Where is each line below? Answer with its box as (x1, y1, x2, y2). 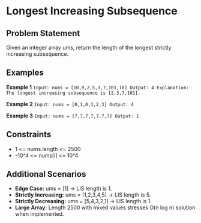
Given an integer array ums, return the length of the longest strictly (6, 44, 172, 51)
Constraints (6, 129, 52, 140)
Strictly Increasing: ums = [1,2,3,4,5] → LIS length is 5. (14, 191, 151, 198)
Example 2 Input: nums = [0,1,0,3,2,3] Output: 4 (6, 100, 134, 107)
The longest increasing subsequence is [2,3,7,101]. (6, 90, 141, 96)
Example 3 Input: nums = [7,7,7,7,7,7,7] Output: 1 (6, 112, 139, 119)
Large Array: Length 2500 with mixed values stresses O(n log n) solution (14, 204, 196, 211)
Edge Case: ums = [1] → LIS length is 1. (14, 185, 112, 192)
